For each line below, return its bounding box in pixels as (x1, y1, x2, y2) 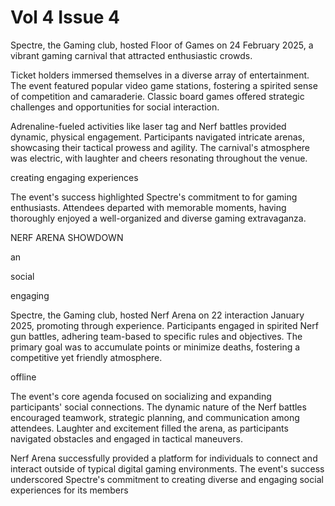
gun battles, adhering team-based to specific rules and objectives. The (10, 330, 303, 342)
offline (10, 371, 37, 383)
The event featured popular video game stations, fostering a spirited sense (10, 79, 318, 91)
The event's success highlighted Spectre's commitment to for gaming (10, 191, 298, 203)
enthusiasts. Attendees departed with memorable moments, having (10, 201, 287, 213)
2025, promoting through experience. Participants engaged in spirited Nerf (10, 319, 319, 331)
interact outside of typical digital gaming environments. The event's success (10, 462, 325, 475)
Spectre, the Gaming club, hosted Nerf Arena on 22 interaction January (10, 309, 305, 321)
